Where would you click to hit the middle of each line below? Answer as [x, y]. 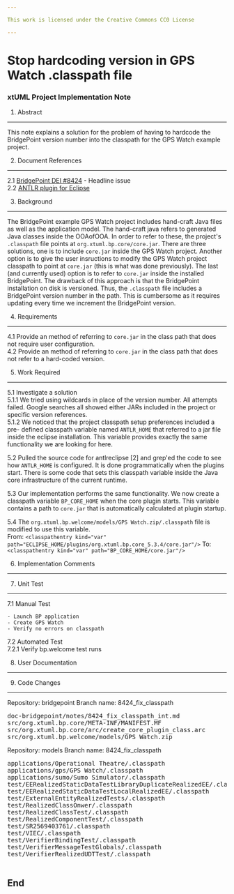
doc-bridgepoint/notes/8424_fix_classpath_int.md [94, 716]
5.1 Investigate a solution [42, 393]
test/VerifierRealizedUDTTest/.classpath [79, 854]
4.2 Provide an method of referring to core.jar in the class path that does [112, 351]
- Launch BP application [43, 617]
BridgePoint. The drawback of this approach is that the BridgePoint [103, 281]
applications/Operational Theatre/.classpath [86, 764]
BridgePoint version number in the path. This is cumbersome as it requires [114, 296]
